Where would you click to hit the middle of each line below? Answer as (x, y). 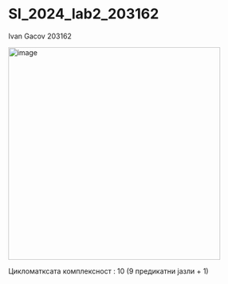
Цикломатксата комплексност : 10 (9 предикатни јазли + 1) (108, 271)
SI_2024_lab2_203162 (84, 14)
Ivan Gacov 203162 (40, 36)
